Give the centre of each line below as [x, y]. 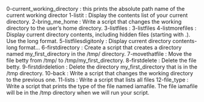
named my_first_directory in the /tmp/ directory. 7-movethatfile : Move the [99, 54]
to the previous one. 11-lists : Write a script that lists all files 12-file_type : [97, 80]
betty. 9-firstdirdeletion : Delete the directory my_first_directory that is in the [102, 67]
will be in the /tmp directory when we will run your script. [78, 93]
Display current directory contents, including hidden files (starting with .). [98, 35]
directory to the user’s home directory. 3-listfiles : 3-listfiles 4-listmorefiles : [101, 28]
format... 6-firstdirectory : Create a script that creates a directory [100, 47]
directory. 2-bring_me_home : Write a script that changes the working [94, 22]
